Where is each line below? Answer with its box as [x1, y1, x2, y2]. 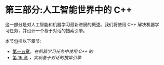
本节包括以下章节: [5, 38, 41, 44]
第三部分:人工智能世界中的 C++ [5, 4, 132, 16]
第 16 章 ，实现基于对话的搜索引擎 [12, 54, 82, 60]
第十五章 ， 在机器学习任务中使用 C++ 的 [12, 48, 93, 54]
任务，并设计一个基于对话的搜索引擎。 [9, 27, 87, 33]
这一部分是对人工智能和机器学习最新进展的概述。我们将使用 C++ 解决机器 [5, 22, 155, 27]
